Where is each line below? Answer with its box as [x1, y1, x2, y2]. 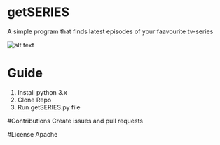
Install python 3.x [17, 88, 68, 96]
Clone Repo [17, 96, 52, 104]
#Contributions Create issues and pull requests [7, 116, 144, 125]
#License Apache [7, 130, 58, 138]
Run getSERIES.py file [17, 102, 81, 112]
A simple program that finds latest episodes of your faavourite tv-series [7, 27, 214, 36]
